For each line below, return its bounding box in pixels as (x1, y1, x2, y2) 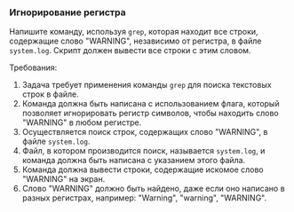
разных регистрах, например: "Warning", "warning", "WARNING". (21, 192, 267, 203)
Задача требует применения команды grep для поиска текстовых (21, 80, 273, 90)
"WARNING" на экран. (21, 174, 106, 185)
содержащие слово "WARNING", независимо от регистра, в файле (9, 35, 262, 46)
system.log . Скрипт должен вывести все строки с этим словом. (9, 45, 251, 56)
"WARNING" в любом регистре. (21, 117, 142, 128)
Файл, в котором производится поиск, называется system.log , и (21, 145, 266, 156)
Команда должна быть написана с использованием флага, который (21, 98, 280, 109)
